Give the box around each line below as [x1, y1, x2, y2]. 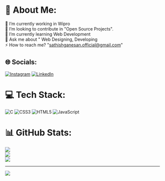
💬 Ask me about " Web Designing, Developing [5, 36, 98, 42]
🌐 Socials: [5, 58, 37, 66]
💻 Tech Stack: [5, 89, 66, 100]
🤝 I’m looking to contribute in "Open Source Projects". [5, 26, 114, 31]
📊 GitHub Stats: [5, 127, 72, 138]
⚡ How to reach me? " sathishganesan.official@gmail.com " [5, 42, 123, 48]
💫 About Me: [5, 4, 57, 16]
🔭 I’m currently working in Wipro [5, 21, 70, 27]
